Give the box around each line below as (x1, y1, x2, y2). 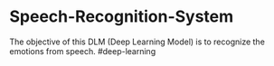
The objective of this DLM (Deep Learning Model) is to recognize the (9, 36, 265, 47)
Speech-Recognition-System (9, 6, 234, 27)
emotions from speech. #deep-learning (9, 45, 156, 56)
